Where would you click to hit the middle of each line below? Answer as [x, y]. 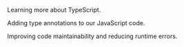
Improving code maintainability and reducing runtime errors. [92, 36]
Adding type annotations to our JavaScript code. [76, 23]
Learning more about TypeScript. [54, 10]
